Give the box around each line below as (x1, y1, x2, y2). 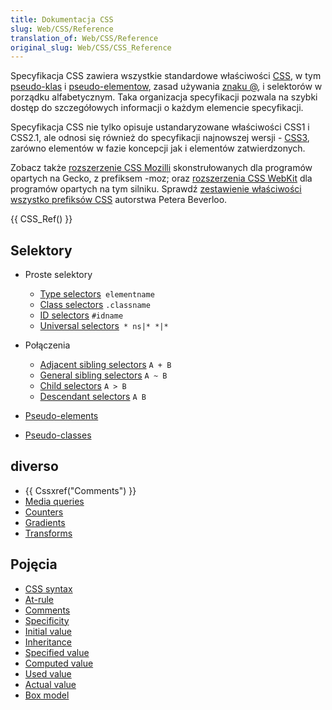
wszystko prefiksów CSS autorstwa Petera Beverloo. (10, 194, 228, 206)
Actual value (24, 678, 77, 690)
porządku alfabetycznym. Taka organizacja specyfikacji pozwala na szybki (10, 91, 318, 103)
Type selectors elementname (39, 288, 155, 300)
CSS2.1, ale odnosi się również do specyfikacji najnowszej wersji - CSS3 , (10, 132, 310, 144)
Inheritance (24, 636, 73, 648)
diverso (10, 458, 59, 475)
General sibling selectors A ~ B (39, 369, 168, 381)
